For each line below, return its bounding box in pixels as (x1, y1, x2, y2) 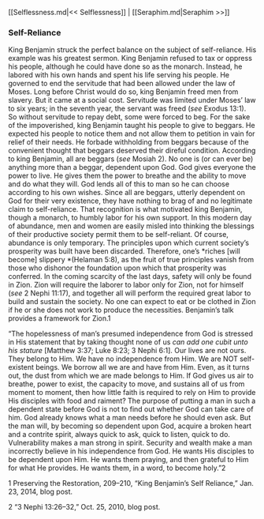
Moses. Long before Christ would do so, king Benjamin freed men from (8, 87, 239, 96)
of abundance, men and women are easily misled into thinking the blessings (8, 221, 255, 231)
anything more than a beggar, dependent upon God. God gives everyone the (8, 163, 256, 172)
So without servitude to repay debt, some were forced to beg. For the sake (8, 112, 251, 122)
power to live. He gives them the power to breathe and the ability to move (8, 171, 247, 181)
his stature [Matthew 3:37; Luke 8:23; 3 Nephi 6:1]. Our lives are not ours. (8, 346, 247, 355)
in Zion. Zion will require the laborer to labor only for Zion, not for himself (8, 280, 244, 290)
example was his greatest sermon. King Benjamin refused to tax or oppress (8, 54, 252, 63)
